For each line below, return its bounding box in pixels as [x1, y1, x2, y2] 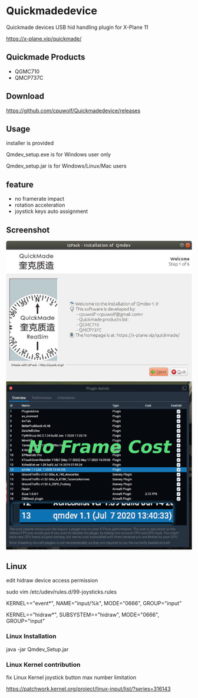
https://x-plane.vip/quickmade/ [6, 35, 82, 42]
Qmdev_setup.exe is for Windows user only [6, 151, 111, 158]
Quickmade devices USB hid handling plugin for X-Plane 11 [6, 24, 148, 31]
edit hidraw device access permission [6, 577, 98, 584]
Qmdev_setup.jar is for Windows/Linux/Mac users [6, 162, 127, 169]
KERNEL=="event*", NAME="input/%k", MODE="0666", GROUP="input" [6, 600, 182, 607]
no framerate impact [14, 195, 65, 202]
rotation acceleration [14, 202, 65, 209]
